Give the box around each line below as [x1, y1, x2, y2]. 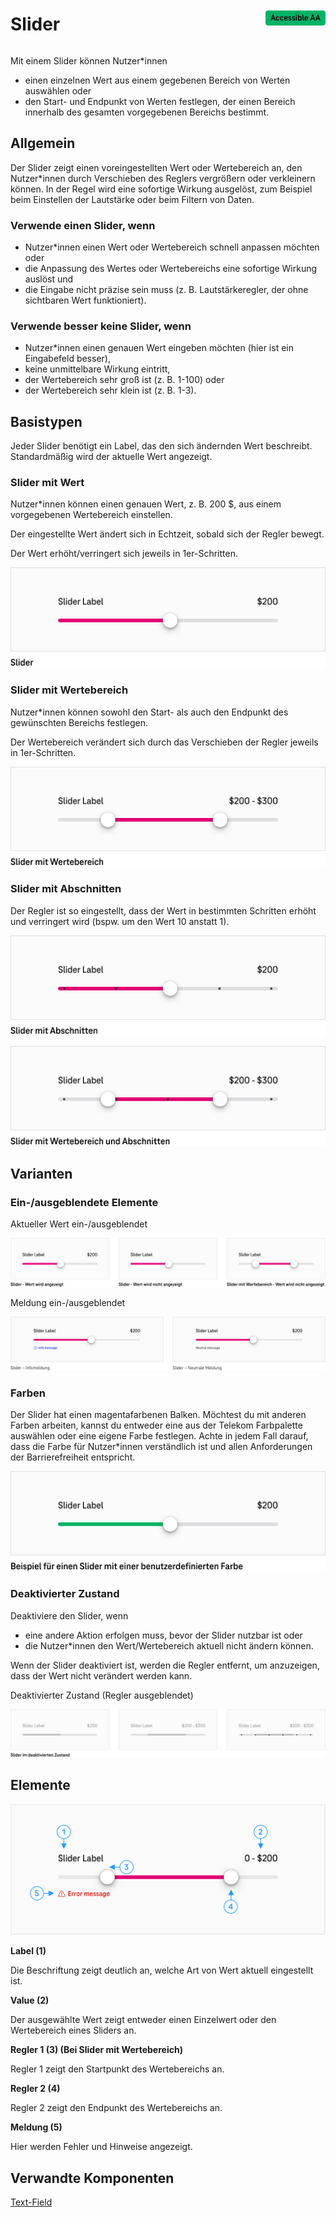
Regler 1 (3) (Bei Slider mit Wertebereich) [10, 2044, 183, 2056]
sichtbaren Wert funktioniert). [24, 294, 147, 307]
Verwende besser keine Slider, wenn [10, 319, 192, 333]
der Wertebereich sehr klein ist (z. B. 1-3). [24, 384, 197, 397]
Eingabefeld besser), [24, 353, 111, 365]
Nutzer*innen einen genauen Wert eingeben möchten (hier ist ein [24, 342, 294, 354]
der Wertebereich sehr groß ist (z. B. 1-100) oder [24, 374, 225, 386]
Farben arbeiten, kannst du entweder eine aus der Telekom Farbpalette [10, 1419, 303, 1432]
